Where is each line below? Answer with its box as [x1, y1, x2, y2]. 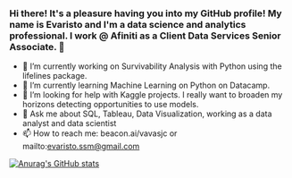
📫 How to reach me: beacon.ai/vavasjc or [21, 128, 178, 139]
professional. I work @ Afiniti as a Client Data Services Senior [9, 30, 281, 42]
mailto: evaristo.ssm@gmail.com [21, 141, 140, 152]
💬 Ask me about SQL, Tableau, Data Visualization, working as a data [21, 108, 272, 119]
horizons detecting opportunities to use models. [21, 99, 199, 110]
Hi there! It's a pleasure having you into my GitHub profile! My [9, 7, 283, 20]
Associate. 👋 [9, 40, 65, 53]
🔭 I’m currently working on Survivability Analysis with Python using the [21, 61, 283, 72]
